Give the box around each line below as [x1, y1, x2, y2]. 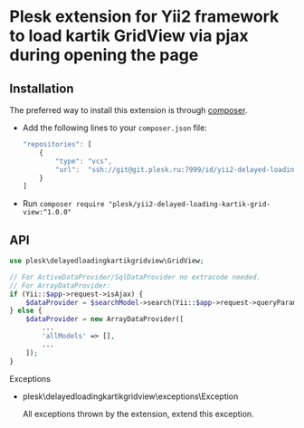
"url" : [55, 165, 81, 174]
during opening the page [9, 45, 199, 65]
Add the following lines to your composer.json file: [22, 122, 208, 133]
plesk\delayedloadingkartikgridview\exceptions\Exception [22, 391, 239, 402]
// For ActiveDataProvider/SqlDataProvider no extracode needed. [9, 272, 261, 281]
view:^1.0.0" [22, 208, 72, 217]
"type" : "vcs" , [55, 157, 113, 166]
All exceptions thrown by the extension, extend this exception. [22, 408, 255, 419]
